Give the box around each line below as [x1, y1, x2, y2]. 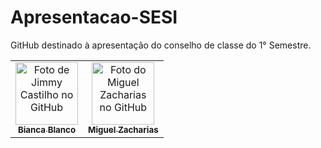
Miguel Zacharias [88, 124, 159, 135]
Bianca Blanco [17, 124, 77, 135]
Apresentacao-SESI [10, 6, 178, 29]
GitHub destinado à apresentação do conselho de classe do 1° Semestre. [10, 39, 312, 51]
